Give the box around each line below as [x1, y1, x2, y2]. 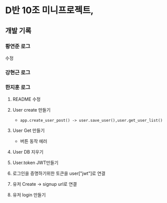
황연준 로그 [5, 42, 31, 49]
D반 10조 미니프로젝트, [5, 5, 94, 16]
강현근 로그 [5, 69, 31, 76]
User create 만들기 [12, 107, 51, 113]
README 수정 [12, 96, 41, 103]
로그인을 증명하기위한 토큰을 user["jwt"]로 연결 [12, 170, 106, 177]
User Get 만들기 [12, 127, 45, 134]
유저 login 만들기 [12, 192, 46, 198]
